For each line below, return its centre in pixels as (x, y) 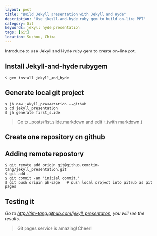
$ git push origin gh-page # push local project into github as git (79, 182)
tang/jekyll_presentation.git (36, 169)
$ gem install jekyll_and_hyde (37, 78)
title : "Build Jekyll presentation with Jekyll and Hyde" (65, 14)
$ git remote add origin (30, 165)
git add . (19, 174)
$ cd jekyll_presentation (31, 108)
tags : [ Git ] (17, 32)
